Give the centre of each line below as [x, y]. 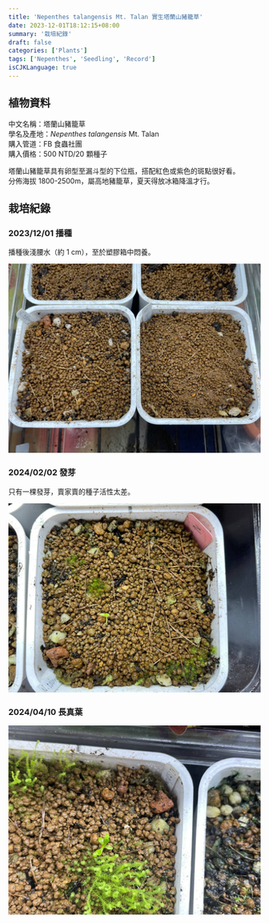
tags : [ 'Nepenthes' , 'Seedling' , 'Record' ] [82, 59]
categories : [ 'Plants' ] [48, 51]
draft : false [30, 42]
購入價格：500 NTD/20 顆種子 [58, 154]
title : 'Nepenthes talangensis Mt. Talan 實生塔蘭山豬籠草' [106, 17]
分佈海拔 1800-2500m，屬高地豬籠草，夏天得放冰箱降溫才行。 [111, 181]
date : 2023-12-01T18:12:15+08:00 [64, 25]
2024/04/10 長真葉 [46, 712]
